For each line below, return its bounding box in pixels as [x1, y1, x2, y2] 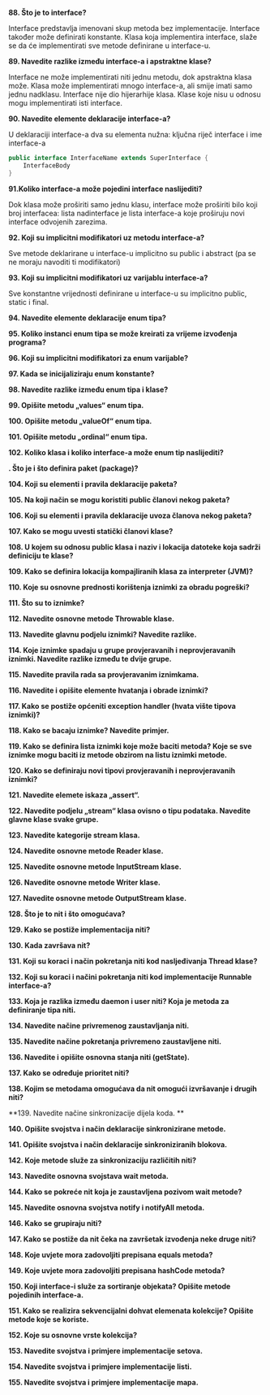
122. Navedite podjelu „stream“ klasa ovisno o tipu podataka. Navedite [8, 806, 251, 815]
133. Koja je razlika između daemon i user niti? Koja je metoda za [8, 996, 229, 1006]
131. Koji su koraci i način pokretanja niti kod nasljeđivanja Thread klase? [8, 956, 258, 966]
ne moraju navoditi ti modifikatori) [8, 257, 121, 267]
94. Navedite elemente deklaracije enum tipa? [8, 313, 166, 323]
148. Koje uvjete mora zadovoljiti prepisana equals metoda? [8, 1249, 213, 1259]
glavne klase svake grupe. [8, 814, 99, 824]
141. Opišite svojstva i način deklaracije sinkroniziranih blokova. [8, 1139, 228, 1149]
